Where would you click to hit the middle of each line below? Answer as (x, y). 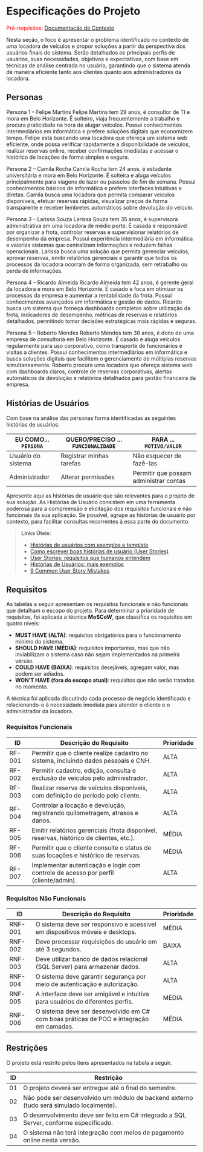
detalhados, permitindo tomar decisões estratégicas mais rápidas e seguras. (101, 321)
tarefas (71, 463)
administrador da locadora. (40, 711)
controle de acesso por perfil (73, 873)
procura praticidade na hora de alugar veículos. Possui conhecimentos (94, 125)
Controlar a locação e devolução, (79, 805)
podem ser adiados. (40, 674)
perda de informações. (35, 270)
